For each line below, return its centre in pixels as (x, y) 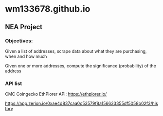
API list (14, 83)
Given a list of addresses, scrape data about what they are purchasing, (76, 51)
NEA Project (24, 27)
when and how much (26, 56)
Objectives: (19, 41)
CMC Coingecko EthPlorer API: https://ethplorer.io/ (56, 94)
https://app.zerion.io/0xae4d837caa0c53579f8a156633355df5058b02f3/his (81, 103)
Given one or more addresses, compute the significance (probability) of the (81, 66)
